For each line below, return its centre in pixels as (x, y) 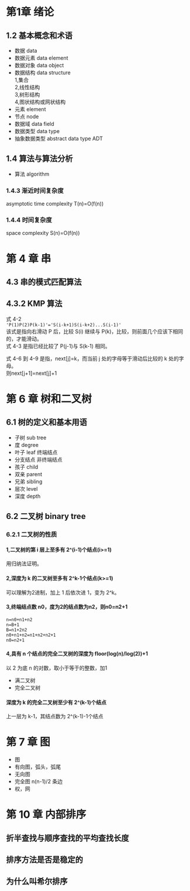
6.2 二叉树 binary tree (46, 516)
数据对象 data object (39, 65)
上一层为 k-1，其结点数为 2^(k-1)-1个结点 (55, 716)
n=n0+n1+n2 (19, 619)
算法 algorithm (32, 174)
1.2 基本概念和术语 (39, 35)
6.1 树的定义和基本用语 (47, 422)
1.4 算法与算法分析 (39, 159)
